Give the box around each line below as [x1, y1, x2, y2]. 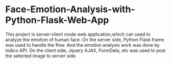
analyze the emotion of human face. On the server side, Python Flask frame [5, 37, 164, 43]
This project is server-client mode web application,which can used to [5, 31, 151, 37]
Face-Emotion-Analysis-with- [5, 4, 135, 15]
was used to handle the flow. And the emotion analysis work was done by [5, 42, 160, 48]
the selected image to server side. [5, 52, 77, 59]
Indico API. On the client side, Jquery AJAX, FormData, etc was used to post [5, 47, 166, 53]
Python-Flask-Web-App [5, 14, 109, 26]
